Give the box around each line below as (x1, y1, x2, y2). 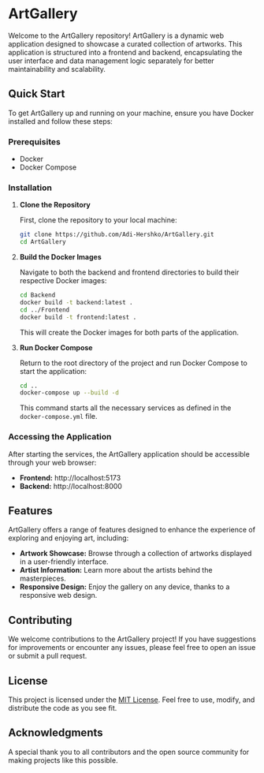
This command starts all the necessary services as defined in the (19, 403, 232, 413)
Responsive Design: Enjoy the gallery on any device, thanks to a (19, 582, 230, 592)
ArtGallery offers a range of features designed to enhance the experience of (8, 525, 256, 535)
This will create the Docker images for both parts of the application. (19, 327, 239, 337)
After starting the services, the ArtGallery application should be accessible (8, 449, 250, 458)
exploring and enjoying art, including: (8, 533, 129, 543)
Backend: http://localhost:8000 (19, 481, 122, 491)
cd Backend (19, 291, 56, 300)
